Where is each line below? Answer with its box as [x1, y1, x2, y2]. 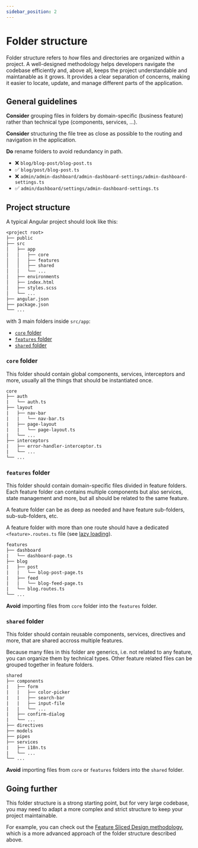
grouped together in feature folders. [6, 661, 94, 668]
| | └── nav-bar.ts [6, 416, 65, 422]
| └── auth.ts [6, 399, 46, 405]
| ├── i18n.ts [6, 745, 46, 750]
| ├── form [6, 684, 39, 690]
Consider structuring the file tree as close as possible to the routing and [6, 130, 183, 137]
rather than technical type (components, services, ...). [6, 118, 138, 125]
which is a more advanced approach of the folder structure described [6, 830, 177, 837]
